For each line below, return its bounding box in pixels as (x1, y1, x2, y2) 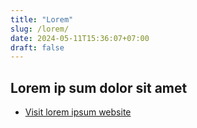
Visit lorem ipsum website (24, 106, 132, 118)
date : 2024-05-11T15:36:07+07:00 (10, 33, 150, 43)
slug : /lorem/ (10, 24, 70, 34)
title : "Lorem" (10, 14, 74, 25)
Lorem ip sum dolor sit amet (10, 79, 188, 96)
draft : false (10, 42, 65, 53)
